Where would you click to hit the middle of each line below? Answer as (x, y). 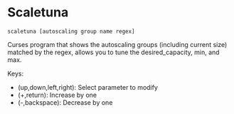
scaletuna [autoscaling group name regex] (71, 31)
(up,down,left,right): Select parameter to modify (88, 87)
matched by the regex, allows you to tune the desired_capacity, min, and (113, 52)
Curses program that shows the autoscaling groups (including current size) (117, 44)
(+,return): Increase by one (57, 95)
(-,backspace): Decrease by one (65, 102)
